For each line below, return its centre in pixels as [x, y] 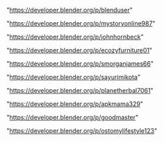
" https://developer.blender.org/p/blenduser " [70, 10]
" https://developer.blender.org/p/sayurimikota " [73, 77]
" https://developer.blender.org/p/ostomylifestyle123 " [82, 131]
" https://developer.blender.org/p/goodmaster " [73, 117]
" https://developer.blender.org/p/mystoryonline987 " [81, 23]
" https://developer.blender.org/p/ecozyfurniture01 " [80, 50]
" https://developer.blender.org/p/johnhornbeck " [75, 37]
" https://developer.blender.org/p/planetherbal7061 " [80, 90]
